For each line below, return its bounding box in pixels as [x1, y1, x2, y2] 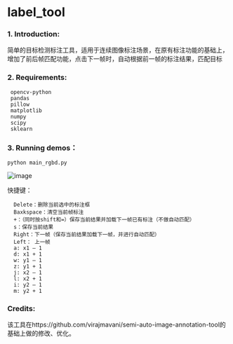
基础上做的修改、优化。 [7, 329, 75, 338]
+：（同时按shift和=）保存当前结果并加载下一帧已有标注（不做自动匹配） [13, 216, 195, 223]
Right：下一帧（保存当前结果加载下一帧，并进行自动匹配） [13, 231, 160, 238]
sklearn [10, 125, 33, 132]
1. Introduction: [7, 29, 60, 39]
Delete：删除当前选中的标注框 [13, 201, 91, 209]
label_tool [7, 4, 65, 20]
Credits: [7, 304, 36, 313]
